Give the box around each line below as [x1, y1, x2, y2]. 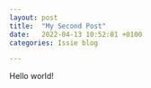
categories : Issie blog [9, 38, 99, 48]
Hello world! [9, 71, 54, 82]
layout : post [9, 13, 58, 22]
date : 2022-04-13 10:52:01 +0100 [9, 30, 143, 39]
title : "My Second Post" [9, 22, 106, 31]
